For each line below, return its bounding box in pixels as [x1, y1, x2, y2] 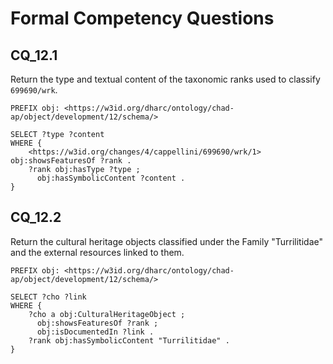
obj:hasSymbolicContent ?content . [36, 173, 186, 183]
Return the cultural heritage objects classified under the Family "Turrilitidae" [10, 235, 323, 247]
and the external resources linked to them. [10, 246, 185, 258]
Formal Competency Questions [10, 7, 275, 30]
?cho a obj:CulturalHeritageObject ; [28, 309, 186, 319]
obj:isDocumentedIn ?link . [36, 327, 155, 337]
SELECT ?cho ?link [10, 292, 87, 302]
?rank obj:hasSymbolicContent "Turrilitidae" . [28, 335, 230, 346]
